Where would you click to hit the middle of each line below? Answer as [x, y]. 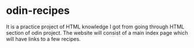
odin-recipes [38, 11]
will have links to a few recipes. [43, 39]
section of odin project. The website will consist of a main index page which [97, 32]
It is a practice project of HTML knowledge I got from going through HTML [95, 27]
